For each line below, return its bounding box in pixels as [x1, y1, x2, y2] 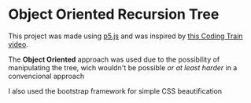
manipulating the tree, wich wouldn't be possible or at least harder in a [8, 62, 238, 72]
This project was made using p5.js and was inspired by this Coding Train [8, 31, 243, 41]
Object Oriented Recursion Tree [8, 5, 220, 23]
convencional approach [8, 71, 85, 80]
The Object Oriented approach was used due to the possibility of [8, 55, 220, 64]
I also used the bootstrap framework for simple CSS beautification [8, 86, 223, 95]
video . [8, 39, 29, 48]
